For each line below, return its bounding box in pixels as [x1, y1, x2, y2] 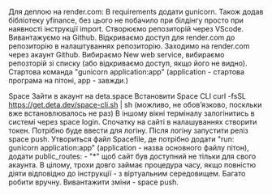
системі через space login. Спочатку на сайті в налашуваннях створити [8, 117, 257, 126]
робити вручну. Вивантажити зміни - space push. [8, 177, 179, 187]
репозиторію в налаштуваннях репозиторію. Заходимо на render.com [8, 41, 250, 51]
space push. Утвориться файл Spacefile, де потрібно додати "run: [8, 134, 235, 144]
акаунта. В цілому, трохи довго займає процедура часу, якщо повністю [8, 160, 257, 169]
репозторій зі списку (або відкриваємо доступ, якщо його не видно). [8, 58, 248, 68]
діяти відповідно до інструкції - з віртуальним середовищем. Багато [8, 169, 246, 178]
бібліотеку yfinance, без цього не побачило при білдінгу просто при [8, 15, 244, 25]
